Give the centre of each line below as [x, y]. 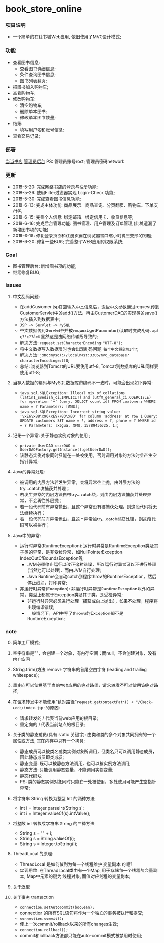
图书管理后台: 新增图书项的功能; [44, 266]
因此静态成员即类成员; [42, 757]
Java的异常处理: [29, 471]
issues [13, 285]
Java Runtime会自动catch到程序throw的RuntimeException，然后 [92, 576]
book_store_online [44, 9]
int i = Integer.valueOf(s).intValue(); [55, 813]
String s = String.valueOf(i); [47, 839]
